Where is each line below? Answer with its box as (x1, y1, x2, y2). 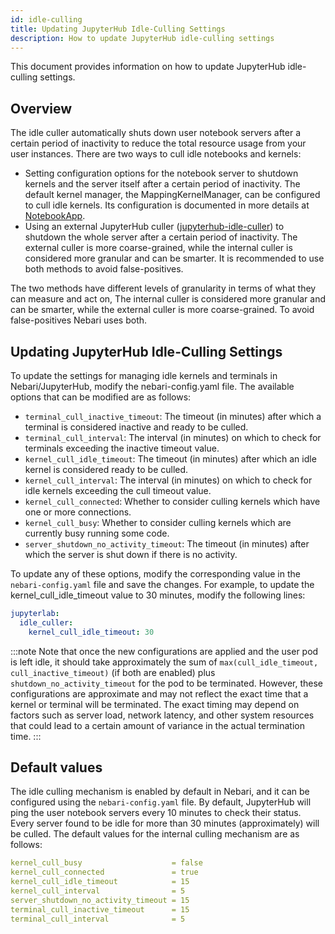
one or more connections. (24, 506, 132, 518)
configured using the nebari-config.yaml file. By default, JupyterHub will (10, 796, 312, 808)
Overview (10, 100, 73, 117)
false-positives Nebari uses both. (10, 314, 148, 326)
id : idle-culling (10, 14, 83, 25)
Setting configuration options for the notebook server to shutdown (24, 167, 299, 180)
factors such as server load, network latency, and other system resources (10, 709, 315, 721)
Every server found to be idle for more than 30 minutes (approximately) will (10, 817, 320, 830)
